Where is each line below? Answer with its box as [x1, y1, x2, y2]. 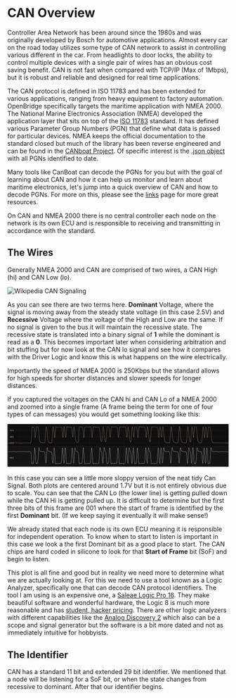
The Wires [7, 247, 54, 258]
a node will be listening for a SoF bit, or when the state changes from [7, 675, 207, 684]
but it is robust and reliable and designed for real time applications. [7, 73, 201, 82]
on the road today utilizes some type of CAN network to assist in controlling [7, 43, 226, 51]
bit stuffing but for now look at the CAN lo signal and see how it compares [7, 345, 221, 354]
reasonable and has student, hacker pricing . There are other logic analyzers [7, 606, 227, 614]
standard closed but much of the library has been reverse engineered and [7, 139, 221, 147]
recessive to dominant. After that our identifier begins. [7, 683, 164, 691]
